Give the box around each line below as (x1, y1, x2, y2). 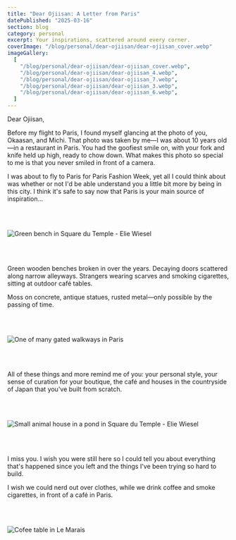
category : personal (7, 30, 65, 37)
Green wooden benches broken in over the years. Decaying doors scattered (7, 264, 228, 272)
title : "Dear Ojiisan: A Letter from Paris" (7, 10, 140, 18)
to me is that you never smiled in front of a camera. (7, 159, 156, 166)
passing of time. (7, 300, 54, 309)
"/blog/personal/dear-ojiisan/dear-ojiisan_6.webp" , (20, 89, 178, 96)
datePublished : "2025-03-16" (7, 17, 93, 24)
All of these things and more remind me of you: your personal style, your (7, 370, 218, 378)
